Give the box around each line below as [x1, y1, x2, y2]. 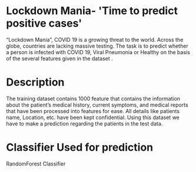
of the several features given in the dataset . [6, 55, 113, 62]
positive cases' [6, 16, 82, 30]
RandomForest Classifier [6, 160, 66, 167]
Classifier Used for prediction [6, 141, 154, 154]
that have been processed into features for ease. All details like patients [6, 107, 180, 114]
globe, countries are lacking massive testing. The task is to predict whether [6, 42, 188, 49]
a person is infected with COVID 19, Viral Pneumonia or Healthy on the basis [6, 48, 190, 55]
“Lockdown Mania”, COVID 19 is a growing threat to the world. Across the [6, 36, 184, 43]
